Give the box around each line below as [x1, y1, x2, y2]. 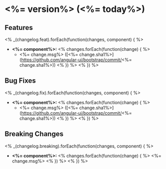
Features [4, 23, 33, 32]
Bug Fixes [4, 76, 36, 85]
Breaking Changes [4, 130, 63, 138]
